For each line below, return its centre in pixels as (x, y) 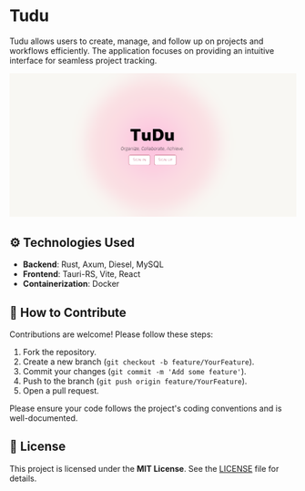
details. (23, 478)
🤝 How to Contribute (68, 312)
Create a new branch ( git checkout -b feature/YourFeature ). (138, 362)
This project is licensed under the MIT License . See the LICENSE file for (144, 468)
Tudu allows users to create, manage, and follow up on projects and (137, 41)
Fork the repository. (60, 353)
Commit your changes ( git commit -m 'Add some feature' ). (135, 372)
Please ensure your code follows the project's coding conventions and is (146, 409)
